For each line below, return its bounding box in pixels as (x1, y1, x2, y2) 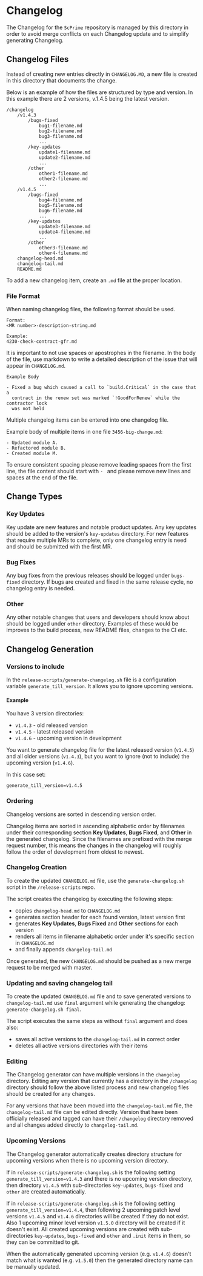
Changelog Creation (6, 863, 67, 871)
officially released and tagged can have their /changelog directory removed (6, 1115, 194, 1122)
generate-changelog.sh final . (6, 1005, 82, 1013)
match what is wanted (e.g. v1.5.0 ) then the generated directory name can (6, 1257, 193, 1264)
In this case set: (6, 771, 46, 778)
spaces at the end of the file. (6, 474, 78, 481)
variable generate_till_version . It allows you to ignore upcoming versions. (6, 683, 194, 690)
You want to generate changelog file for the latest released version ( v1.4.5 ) (6, 746, 195, 754)
